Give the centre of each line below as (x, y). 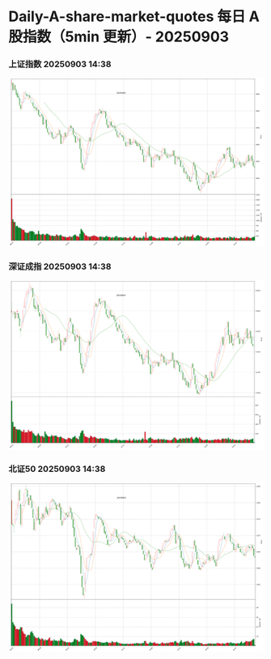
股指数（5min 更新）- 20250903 (119, 37)
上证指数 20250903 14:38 (60, 64)
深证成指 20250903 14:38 (60, 266)
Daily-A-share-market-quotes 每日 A (134, 17)
